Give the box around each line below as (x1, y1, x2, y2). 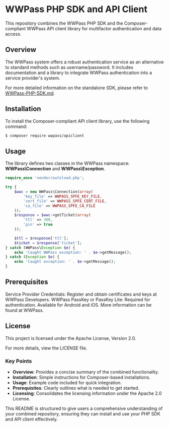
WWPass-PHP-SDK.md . (5, 90, 55, 96)
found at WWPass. (5, 307, 44, 313)
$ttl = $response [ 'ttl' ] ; (14, 236, 69, 241)
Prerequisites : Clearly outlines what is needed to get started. (12, 385, 140, 391)
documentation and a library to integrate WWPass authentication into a (5, 69, 152, 76)
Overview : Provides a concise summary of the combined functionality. (12, 369, 159, 375)
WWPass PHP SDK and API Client (5, 4, 147, 15)
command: (5, 123, 28, 129)
